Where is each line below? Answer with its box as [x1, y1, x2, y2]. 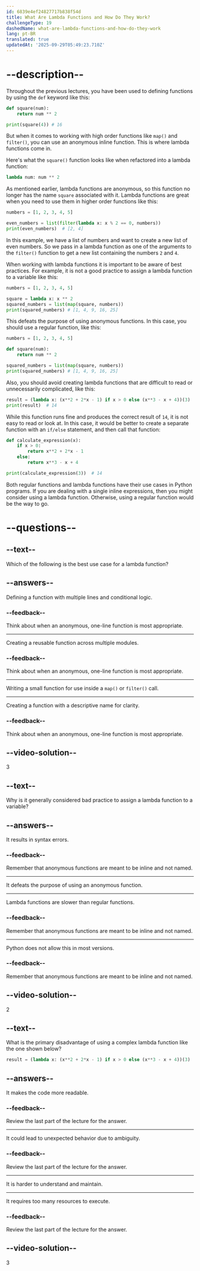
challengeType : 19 [6, 20, 52, 26]
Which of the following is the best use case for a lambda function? [6, 560, 168, 567]
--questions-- [6, 521, 76, 534]
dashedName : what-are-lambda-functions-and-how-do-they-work [6, 25, 161, 32]
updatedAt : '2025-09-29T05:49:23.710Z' [6, 42, 105, 48]
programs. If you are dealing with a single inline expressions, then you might [6, 487, 193, 494]
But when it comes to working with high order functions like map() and [6, 132, 177, 140]
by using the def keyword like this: [6, 94, 90, 101]
